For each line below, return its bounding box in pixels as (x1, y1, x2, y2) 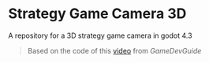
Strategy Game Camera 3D (8, 5, 187, 23)
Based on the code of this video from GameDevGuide (27, 46, 202, 55)
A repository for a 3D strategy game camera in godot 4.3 (8, 31, 192, 40)
